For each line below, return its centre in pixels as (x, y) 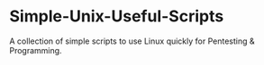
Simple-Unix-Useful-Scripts (117, 16)
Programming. (36, 50)
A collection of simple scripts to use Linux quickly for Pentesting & (132, 41)
